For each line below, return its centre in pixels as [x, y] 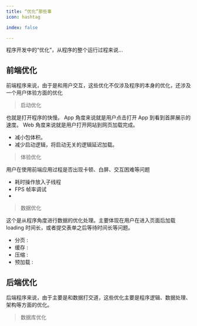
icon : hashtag [23, 17]
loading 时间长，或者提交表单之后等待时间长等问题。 [70, 228]
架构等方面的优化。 [29, 305]
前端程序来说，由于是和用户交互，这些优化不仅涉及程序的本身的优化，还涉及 [98, 85]
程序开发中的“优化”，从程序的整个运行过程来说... [64, 50]
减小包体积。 [30, 138]
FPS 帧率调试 [30, 189]
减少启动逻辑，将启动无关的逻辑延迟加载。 [66, 145]
